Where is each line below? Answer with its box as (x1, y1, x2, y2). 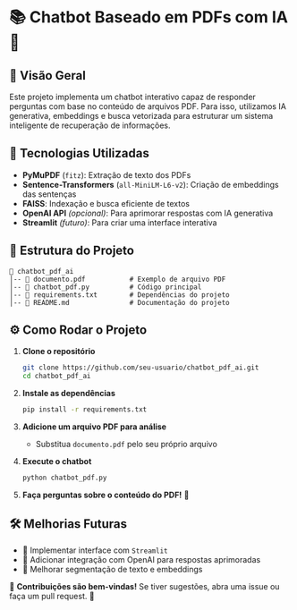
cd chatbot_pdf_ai (21, 372, 91, 381)
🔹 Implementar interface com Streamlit (21, 545, 168, 555)
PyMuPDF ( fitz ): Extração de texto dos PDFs (21, 169, 191, 180)
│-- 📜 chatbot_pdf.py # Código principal (9, 283, 202, 292)
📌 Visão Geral (9, 68, 87, 83)
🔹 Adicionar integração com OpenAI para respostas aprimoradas (21, 554, 261, 564)
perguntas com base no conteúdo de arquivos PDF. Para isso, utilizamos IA (9, 101, 286, 112)
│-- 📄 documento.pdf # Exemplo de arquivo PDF (9, 275, 226, 284)
